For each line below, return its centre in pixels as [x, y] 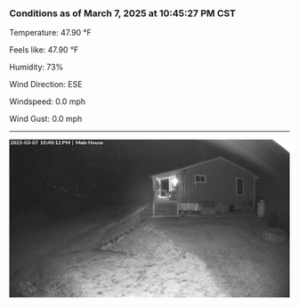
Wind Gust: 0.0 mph [46, 119]
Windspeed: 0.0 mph [48, 101]
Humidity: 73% [36, 67]
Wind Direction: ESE [46, 85]
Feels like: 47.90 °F [44, 50]
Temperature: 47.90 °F [50, 33]
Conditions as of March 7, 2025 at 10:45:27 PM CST [123, 13]
